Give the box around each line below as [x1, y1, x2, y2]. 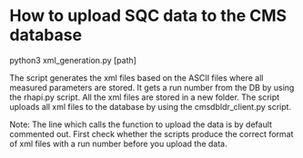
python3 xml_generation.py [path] [9, 54, 136, 65]
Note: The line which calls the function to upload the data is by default [9, 119, 273, 130]
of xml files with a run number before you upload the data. [9, 138, 227, 149]
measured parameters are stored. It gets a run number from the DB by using [9, 82, 295, 93]
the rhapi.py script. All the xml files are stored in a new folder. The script [9, 92, 280, 103]
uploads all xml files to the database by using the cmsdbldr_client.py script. [9, 101, 292, 112]
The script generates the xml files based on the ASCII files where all [9, 72, 264, 83]
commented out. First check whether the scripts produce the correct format [9, 128, 294, 139]
